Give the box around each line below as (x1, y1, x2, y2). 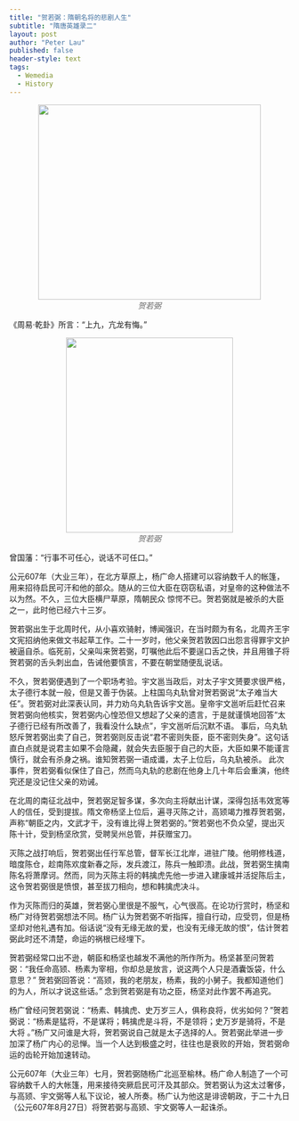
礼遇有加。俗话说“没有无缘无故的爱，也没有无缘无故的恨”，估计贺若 (39, 922, 289, 933)
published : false (9, 46, 74, 55)
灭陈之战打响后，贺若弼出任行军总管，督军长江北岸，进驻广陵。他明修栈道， (9, 847, 290, 858)
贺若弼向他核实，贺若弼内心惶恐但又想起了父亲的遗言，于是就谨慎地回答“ (9, 709, 279, 720)
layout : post (9, 29, 58, 38)
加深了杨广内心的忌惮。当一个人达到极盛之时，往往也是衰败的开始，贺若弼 (9, 1038, 282, 1049)
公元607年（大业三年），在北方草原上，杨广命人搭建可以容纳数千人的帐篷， (9, 571, 285, 581)
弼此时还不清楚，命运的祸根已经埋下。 (9, 933, 149, 944)
